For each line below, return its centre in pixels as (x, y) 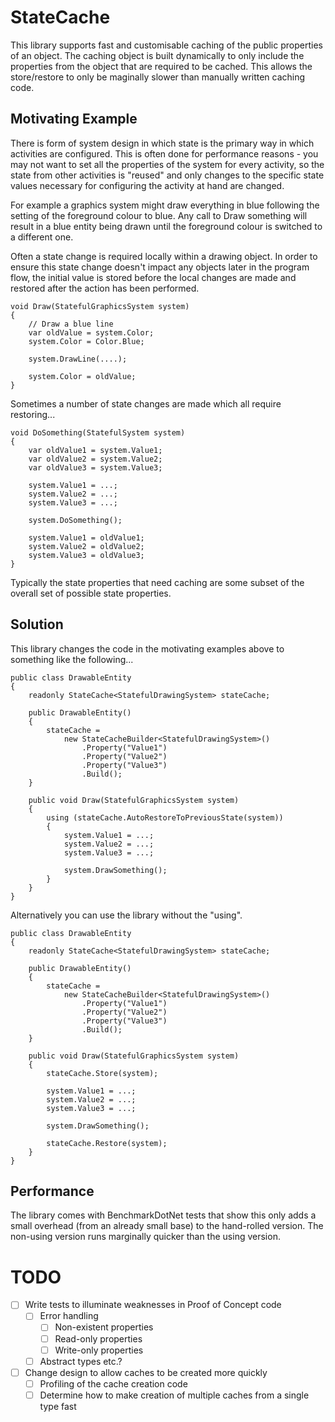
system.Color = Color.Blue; (86, 341)
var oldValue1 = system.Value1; (95, 450)
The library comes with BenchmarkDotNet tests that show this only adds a (163, 1215)
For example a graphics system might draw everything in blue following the (165, 205)
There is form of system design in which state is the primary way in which (162, 143)
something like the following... (72, 659)
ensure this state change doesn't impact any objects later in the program (160, 267)
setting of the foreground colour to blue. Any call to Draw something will (159, 215)
